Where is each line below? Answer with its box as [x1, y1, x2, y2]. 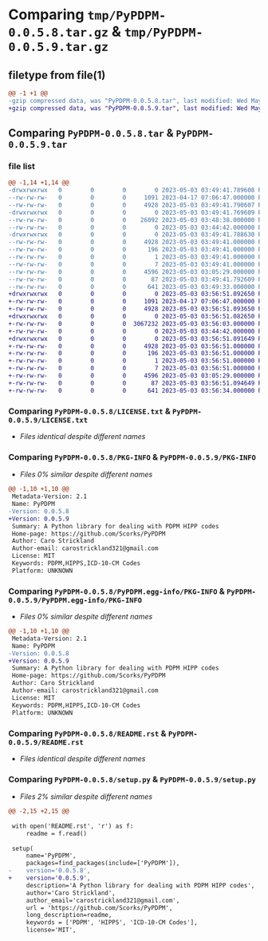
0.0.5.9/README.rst [8, 737, 84, 747]
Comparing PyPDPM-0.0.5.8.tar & [8, 126, 174, 140]
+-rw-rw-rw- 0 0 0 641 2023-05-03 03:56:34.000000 [8, 386, 255, 394]
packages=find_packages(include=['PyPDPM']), [26, 860, 180, 868]
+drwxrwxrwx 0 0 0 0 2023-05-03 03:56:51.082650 [8, 313, 255, 321]
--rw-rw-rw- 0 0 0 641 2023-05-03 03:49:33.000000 [8, 283, 255, 291]
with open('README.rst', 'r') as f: [11, 822, 134, 830]
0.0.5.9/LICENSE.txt [8, 415, 89, 425]
